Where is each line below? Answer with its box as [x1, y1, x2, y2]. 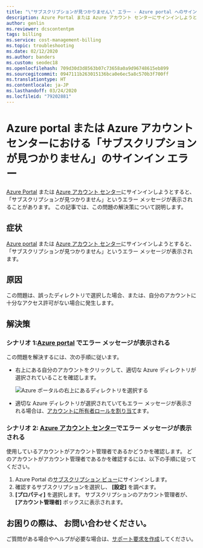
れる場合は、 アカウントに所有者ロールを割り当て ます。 [14, 407, 152, 414]
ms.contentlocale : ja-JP [6, 82, 69, 89]
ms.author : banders [6, 54, 56, 60]
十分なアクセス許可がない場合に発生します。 [6, 299, 117, 307]
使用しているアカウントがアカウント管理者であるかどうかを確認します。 [6, 448, 186, 455]
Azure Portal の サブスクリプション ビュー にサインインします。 [14, 476, 170, 483]
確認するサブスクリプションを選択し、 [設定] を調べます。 [14, 483, 159, 491]
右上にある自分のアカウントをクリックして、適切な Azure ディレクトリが [14, 366, 196, 373]
